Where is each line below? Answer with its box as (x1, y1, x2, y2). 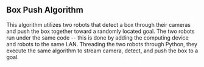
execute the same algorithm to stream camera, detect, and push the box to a (6, 47, 199, 54)
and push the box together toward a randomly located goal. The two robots (6, 27, 195, 35)
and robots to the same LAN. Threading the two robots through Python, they (6, 40, 198, 48)
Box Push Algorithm (6, 5, 83, 15)
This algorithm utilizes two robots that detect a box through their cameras (6, 21, 191, 28)
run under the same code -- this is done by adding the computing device (6, 33, 189, 41)
